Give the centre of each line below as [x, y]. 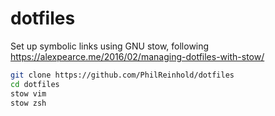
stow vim [28, 93]
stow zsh [28, 103]
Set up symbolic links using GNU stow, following [110, 46]
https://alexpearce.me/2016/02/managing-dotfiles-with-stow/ [137, 56]
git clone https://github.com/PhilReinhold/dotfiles [122, 75]
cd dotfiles [35, 84]
